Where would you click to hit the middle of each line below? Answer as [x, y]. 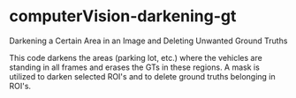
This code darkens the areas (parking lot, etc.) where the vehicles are [136, 57]
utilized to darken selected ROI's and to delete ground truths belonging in [142, 76]
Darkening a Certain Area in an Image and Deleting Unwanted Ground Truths [148, 41]
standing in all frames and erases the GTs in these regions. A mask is [135, 67]
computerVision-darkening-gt [123, 16]
